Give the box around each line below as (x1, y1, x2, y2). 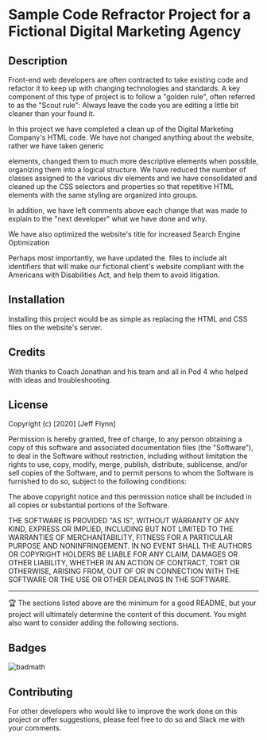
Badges (8, 641, 47, 654)
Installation (8, 293, 65, 306)
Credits (8, 345, 46, 359)
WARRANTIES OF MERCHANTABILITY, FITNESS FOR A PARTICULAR (8, 533, 233, 542)
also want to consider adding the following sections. (8, 618, 179, 628)
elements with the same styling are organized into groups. (8, 191, 199, 199)
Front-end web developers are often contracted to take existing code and (8, 75, 249, 84)
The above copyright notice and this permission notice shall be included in (8, 492, 252, 502)
